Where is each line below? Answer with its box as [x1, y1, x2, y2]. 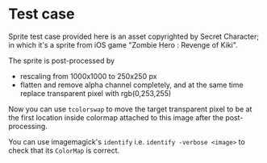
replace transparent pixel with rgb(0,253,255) [19, 88, 172, 98]
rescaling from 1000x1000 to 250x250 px [19, 71, 157, 81]
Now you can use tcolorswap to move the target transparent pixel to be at [8, 104, 252, 114]
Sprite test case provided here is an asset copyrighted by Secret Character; [8, 31, 260, 41]
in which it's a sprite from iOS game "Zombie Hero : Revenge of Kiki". [8, 40, 238, 49]
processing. [8, 121, 48, 131]
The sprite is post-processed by [8, 56, 115, 65]
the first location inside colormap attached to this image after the [8, 112, 224, 122]
